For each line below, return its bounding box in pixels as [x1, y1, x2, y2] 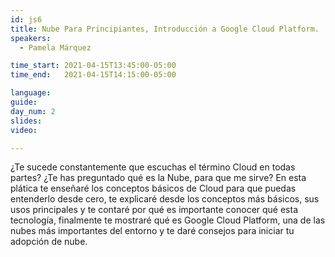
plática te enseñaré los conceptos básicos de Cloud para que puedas [10, 182, 297, 195]
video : [10, 125, 38, 135]
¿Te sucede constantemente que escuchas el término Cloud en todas [10, 161, 296, 173]
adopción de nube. [10, 236, 88, 248]
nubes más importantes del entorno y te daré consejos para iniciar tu [10, 225, 295, 237]
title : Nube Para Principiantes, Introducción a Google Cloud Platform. [10, 24, 320, 34]
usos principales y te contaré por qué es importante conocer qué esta [10, 204, 299, 216]
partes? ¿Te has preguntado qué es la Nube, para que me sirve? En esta [10, 172, 307, 184]
